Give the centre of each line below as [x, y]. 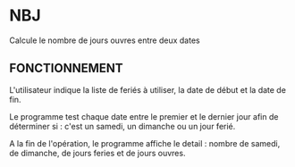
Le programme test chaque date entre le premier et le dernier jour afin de [144, 116]
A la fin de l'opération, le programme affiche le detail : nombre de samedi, [145, 143]
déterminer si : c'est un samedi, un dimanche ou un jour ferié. [122, 126]
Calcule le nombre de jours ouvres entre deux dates [105, 40]
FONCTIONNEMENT [66, 68]
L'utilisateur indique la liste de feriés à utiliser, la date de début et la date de [147, 89]
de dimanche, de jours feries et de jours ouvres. [97, 153]
